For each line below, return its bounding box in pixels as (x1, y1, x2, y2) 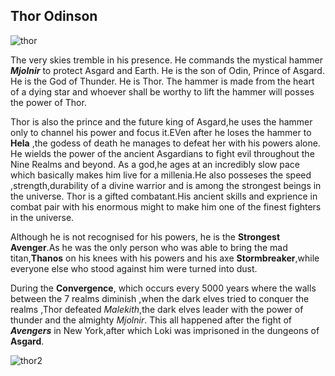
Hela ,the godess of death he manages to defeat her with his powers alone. (10, 137, 321, 149)
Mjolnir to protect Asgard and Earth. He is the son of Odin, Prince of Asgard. (10, 64, 325, 76)
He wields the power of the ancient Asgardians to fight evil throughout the (10, 147, 315, 159)
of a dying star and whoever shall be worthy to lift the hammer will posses (10, 85, 315, 98)
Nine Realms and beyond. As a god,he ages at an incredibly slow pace (10, 158, 301, 170)
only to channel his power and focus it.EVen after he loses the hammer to (10, 126, 312, 138)
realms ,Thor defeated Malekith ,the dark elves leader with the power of (10, 303, 304, 315)
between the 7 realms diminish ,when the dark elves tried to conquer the (10, 292, 310, 304)
